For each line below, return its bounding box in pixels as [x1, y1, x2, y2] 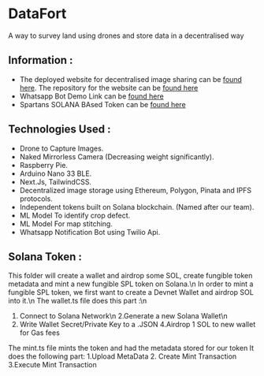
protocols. [19, 194, 53, 203]
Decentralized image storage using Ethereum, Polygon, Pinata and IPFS [19, 185, 252, 195]
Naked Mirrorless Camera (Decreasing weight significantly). [19, 151, 214, 162]
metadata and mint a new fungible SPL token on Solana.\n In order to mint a [8, 279, 254, 289]
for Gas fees [19, 328, 61, 337]
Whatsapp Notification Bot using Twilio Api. [19, 227, 161, 236]
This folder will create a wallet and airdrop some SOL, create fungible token [8, 271, 253, 281]
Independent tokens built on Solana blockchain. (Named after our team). [19, 202, 255, 211]
